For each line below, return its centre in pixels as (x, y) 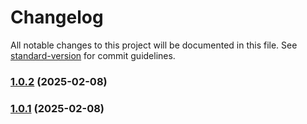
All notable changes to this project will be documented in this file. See (154, 45)
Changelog (57, 17)
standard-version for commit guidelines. (93, 55)
